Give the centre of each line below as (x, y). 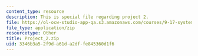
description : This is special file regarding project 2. (77, 17)
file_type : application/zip (41, 28)
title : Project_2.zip (33, 38)
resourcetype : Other (32, 33)
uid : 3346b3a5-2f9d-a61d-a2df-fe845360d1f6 (60, 44)
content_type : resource (35, 11)
